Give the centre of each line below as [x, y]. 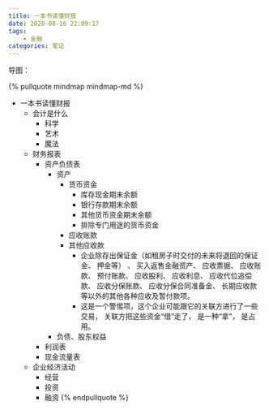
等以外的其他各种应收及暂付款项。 [137, 296]
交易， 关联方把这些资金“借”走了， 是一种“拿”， [160, 317]
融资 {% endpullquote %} [87, 398]
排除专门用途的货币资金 [120, 225]
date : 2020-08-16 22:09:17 [54, 24]
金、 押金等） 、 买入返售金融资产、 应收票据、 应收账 [171, 265]
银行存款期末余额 [109, 205]
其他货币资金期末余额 [116, 215]
